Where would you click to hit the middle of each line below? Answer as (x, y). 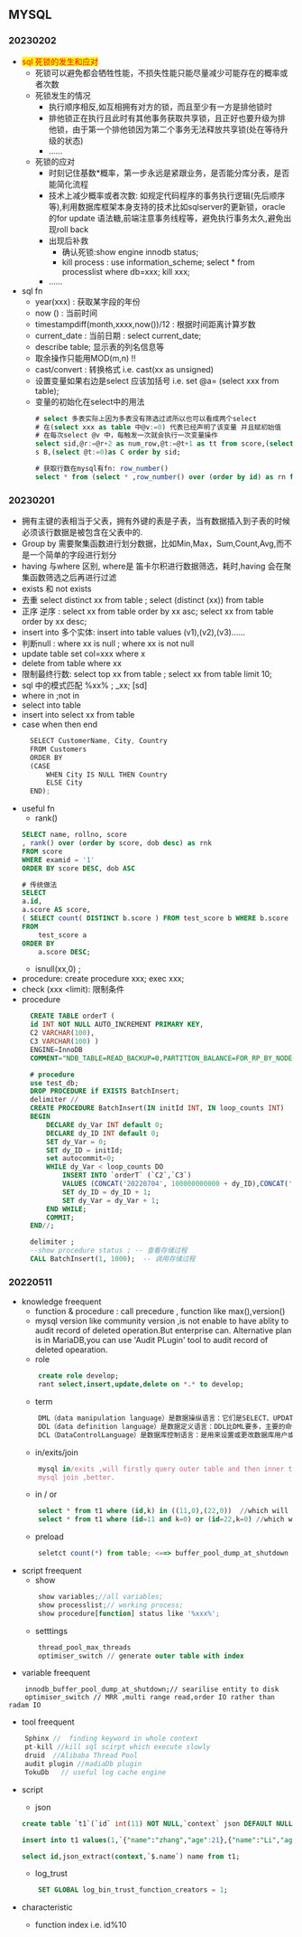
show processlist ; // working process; (111, 1605)
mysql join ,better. (77, 1477)
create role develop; (78, 1376)
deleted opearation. (71, 1349)
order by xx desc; (54, 622)
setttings (51, 1631)
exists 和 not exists (56, 589)
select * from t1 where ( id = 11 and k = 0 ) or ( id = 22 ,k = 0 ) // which (161, 1519)
